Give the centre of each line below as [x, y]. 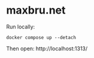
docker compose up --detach [41, 37]
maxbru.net [36, 10]
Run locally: [21, 27]
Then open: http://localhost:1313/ [47, 49]
